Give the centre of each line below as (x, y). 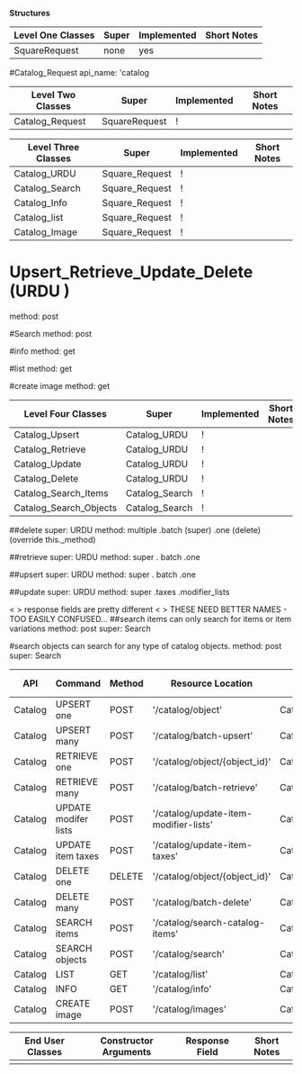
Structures (30, 13)
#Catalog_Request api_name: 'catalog (80, 72)
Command (78, 683)
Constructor (127, 1041)
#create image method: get (60, 385)
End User (44, 1041)
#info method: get (43, 351)
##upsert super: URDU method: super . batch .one (102, 574)
